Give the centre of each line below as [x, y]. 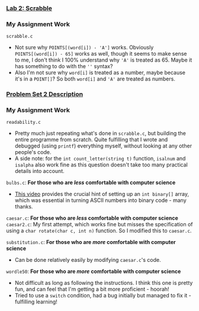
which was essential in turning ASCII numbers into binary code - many [100, 200]
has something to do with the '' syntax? [64, 66]
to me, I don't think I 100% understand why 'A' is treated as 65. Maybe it [103, 60]
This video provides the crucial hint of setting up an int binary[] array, [102, 194]
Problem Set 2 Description [45, 94]
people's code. [33, 152]
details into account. [40, 171]
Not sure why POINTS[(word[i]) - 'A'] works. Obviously [84, 47]
